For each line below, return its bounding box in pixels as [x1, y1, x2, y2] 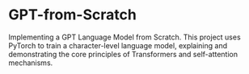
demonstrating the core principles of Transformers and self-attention [8, 49, 238, 59]
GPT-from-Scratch [8, 6, 137, 24]
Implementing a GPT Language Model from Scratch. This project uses [8, 32, 241, 42]
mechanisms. [8, 58, 53, 68]
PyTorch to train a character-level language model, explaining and [8, 40, 228, 50]
